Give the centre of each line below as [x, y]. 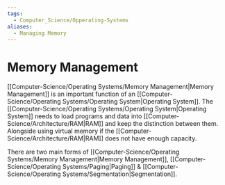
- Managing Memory [40, 33]
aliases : [20, 26]
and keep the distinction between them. [162, 124]
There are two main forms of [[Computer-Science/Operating [93, 152]
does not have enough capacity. [151, 138]
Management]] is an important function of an [71, 94]
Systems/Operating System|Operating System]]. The [138, 102]
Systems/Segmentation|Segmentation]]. [119, 174]
